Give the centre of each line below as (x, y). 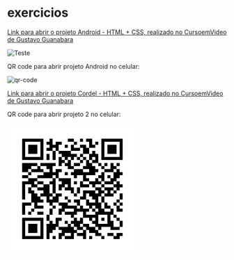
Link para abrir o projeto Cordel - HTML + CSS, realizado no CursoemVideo (115, 93)
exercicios (38, 13)
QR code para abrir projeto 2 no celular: (64, 114)
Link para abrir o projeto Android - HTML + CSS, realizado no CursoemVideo (117, 32)
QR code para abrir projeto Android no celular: (73, 66)
